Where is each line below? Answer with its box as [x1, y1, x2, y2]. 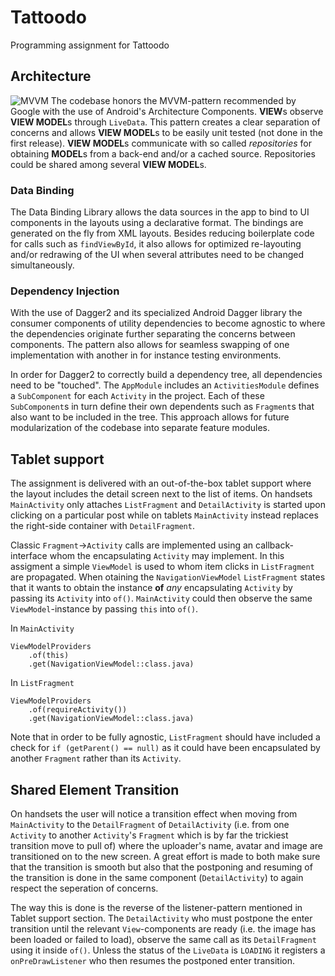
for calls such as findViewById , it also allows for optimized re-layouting [10, 238, 302, 250]
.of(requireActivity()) [28, 705, 128, 715]
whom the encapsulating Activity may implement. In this [49, 550, 285, 562]
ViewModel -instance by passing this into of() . [10, 603, 199, 615]
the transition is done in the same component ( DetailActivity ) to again [10, 871, 304, 883]
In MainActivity [10, 622, 75, 635]
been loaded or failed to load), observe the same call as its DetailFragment [10, 933, 317, 945]
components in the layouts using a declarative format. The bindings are [10, 217, 304, 229]
